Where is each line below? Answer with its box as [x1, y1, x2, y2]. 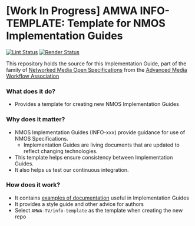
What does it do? [6, 87, 56, 95]
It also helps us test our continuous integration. [14, 166, 129, 173]
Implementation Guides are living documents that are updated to [23, 141, 180, 148]
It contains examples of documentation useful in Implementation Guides [14, 194, 190, 201]
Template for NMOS [67, 16, 166, 30]
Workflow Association [6, 72, 60, 79]
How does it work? [6, 181, 61, 189]
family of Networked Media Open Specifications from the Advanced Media [6, 66, 187, 73]
